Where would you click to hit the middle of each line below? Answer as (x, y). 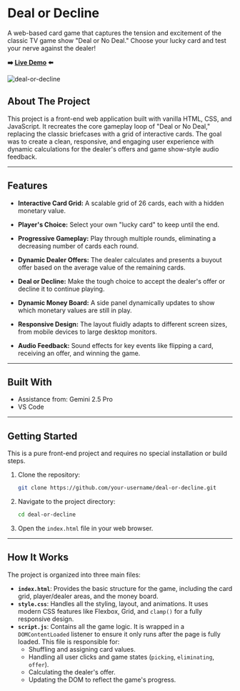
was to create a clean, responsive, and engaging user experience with (111, 141)
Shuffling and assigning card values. (82, 649)
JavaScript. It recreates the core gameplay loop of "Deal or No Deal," (109, 126)
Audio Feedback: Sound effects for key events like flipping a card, (115, 345)
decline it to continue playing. (61, 289)
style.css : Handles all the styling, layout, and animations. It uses (113, 603)
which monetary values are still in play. (75, 310)
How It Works (38, 558)
